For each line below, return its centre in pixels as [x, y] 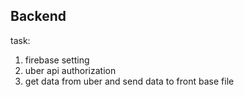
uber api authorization [70, 70]
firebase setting [57, 60]
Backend [38, 16]
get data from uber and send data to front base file [129, 81]
